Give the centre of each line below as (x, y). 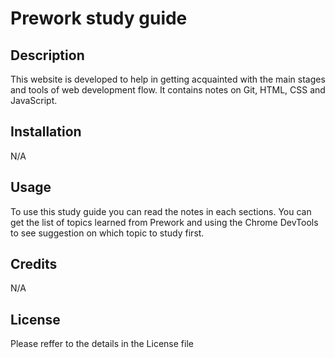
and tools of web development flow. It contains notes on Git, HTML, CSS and (168, 90)
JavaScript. (34, 100)
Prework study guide (99, 18)
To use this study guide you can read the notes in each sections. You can (161, 211)
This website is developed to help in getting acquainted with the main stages (168, 79)
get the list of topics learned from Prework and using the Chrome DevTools (164, 222)
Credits (34, 264)
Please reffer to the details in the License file (102, 344)
